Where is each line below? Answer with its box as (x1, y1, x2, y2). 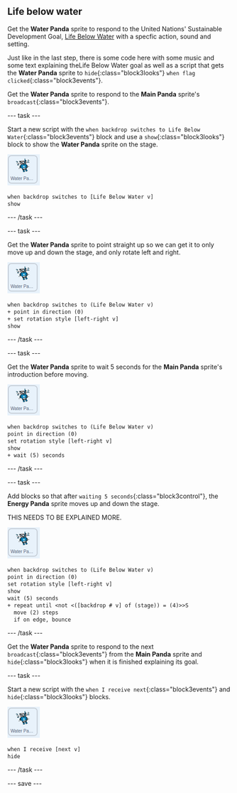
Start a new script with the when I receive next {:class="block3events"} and (7, 685, 231, 694)
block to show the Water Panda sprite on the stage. (7, 140, 158, 149)
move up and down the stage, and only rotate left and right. (7, 248, 181, 257)
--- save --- (7, 779, 43, 787)
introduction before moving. (7, 369, 89, 379)
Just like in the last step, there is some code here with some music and (7, 53, 215, 62)
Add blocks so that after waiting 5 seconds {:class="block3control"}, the (7, 492, 219, 500)
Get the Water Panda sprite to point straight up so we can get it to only (7, 240, 214, 249)
